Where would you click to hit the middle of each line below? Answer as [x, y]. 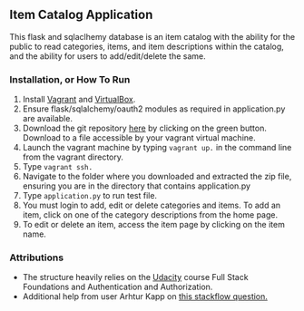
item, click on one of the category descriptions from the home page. [150, 215]
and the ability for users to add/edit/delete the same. [108, 56]
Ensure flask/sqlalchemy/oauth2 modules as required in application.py [154, 109]
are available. [47, 119]
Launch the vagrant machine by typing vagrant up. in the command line [157, 148]
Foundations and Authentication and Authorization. [118, 287]
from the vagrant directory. [73, 157]
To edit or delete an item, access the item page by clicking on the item [154, 225]
